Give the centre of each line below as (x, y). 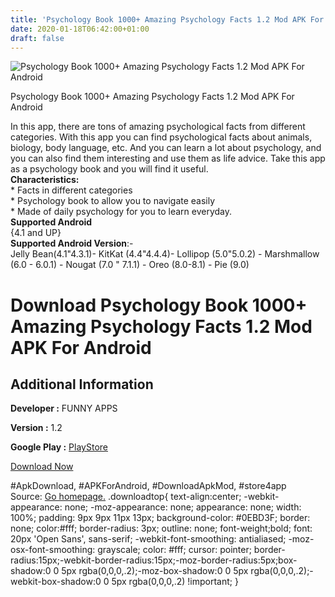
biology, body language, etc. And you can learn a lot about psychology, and (166, 148)
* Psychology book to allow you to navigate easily (113, 201)
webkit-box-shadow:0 (56, 582)
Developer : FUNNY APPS (64, 408)
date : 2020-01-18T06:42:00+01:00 (80, 29)
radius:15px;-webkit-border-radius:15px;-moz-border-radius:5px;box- (154, 560)
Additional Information (82, 384)
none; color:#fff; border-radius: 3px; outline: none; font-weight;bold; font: (161, 528)
